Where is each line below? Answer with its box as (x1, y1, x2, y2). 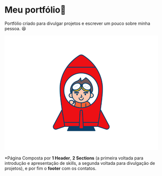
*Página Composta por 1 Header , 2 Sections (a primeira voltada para (4, 155, 144, 161)
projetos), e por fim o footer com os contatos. (4, 165, 97, 171)
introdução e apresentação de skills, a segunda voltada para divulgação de (4, 160, 155, 166)
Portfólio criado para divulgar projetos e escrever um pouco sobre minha (4, 20, 150, 26)
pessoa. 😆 (4, 25, 26, 31)
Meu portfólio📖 (4, 4, 66, 16)
